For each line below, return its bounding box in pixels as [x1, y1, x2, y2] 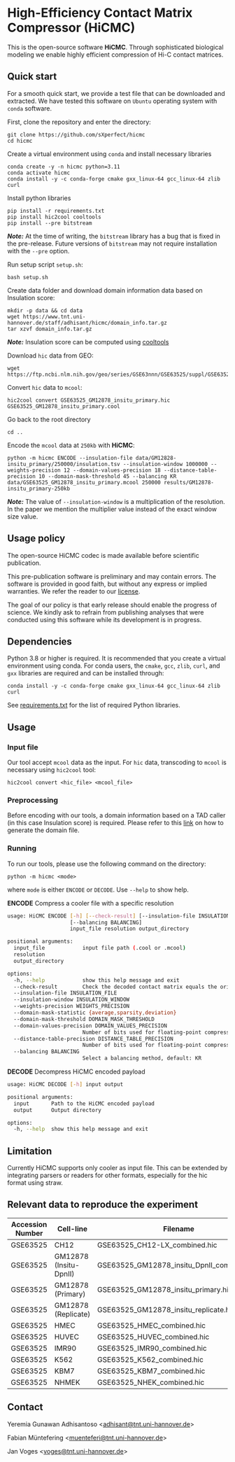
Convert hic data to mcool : [7, 383, 83, 391]
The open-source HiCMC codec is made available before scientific [7, 551, 199, 559]
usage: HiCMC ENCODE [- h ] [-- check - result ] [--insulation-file [7, 912, 196, 920]
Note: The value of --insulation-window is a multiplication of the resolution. [7, 497, 225, 505]
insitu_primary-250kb [7, 485, 71, 492]
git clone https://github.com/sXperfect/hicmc [7, 131, 145, 138]
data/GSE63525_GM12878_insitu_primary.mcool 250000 [7, 479, 161, 486]
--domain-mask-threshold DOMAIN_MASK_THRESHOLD [13, 1015, 155, 1022]
